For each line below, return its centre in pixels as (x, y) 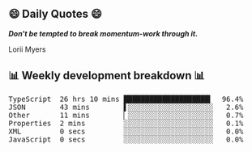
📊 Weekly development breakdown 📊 (107, 76)
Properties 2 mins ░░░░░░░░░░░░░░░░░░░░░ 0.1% (126, 123)
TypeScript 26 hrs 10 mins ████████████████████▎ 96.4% (126, 99)
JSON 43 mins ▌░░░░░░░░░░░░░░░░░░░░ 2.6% (126, 107)
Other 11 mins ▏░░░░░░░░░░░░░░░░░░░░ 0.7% (126, 115)
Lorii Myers (27, 49)
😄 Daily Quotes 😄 (56, 14)
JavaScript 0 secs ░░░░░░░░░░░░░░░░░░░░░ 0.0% (126, 139)
